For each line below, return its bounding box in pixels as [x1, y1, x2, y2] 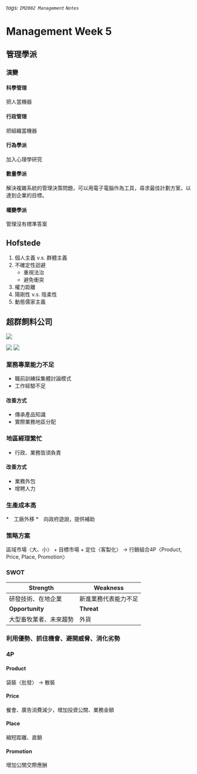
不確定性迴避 [14, 261, 46, 268]
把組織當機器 [6, 127, 37, 134]
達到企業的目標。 [6, 191, 47, 198]
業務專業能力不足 [6, 361, 55, 369]
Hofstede [6, 238, 41, 248]
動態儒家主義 [14, 298, 46, 305]
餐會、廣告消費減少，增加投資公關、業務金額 [6, 706, 114, 713]
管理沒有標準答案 [6, 220, 47, 228]
